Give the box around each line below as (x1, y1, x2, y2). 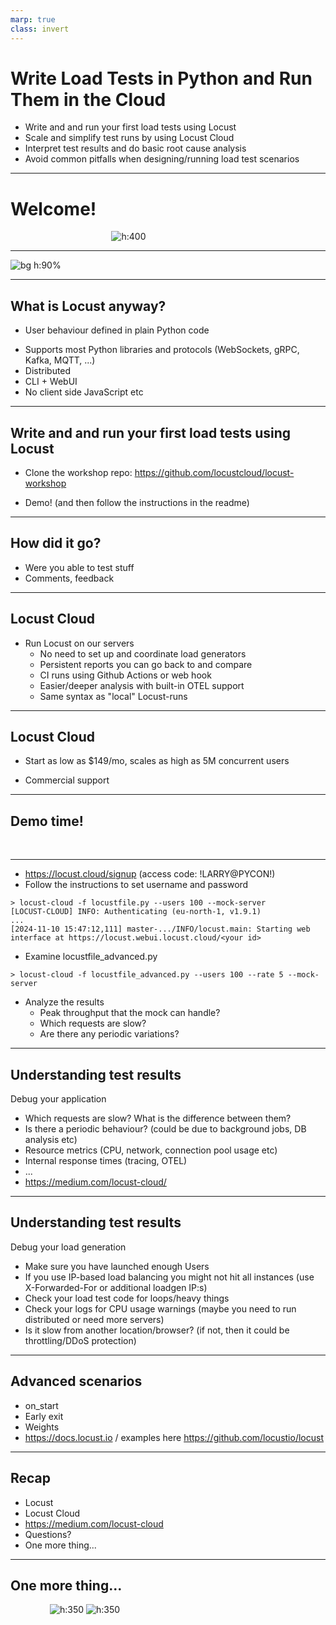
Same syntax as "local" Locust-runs (39, 690, 188, 702)
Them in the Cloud (10, 88, 167, 111)
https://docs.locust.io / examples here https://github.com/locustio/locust (24, 1431, 324, 1443)
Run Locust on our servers (24, 637, 135, 649)
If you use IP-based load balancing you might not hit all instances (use (24, 1271, 315, 1283)
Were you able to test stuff (24, 561, 135, 573)
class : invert (10, 24, 70, 34)
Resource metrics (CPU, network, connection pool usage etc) (24, 1144, 278, 1156)
